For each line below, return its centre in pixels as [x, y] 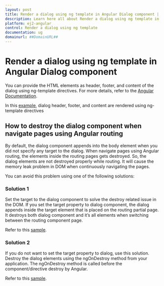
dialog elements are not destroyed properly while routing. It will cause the [80, 161]
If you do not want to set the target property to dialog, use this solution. [77, 253]
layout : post [18, 10]
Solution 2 [18, 242]
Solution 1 [17, 189]
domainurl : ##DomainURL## [31, 37]
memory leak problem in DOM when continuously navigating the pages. [78, 166]
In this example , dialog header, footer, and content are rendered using [76, 105]
